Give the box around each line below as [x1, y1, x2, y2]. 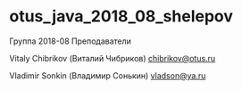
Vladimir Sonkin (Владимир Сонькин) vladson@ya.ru [9, 70, 206, 81]
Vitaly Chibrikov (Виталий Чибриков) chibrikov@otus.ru [9, 53, 216, 63]
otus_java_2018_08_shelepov [9, 6, 234, 27]
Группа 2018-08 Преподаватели [9, 36, 132, 46]
